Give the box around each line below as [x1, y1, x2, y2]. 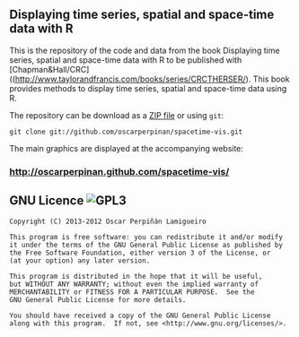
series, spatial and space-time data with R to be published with [9, 54, 242, 65]
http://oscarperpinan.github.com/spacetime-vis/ [9, 165, 230, 177]
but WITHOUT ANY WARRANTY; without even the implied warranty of [9, 280, 259, 289]
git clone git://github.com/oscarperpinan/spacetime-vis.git [9, 127, 243, 136]
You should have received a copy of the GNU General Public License [9, 311, 271, 320]
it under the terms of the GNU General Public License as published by [9, 240, 283, 249]
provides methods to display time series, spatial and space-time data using [9, 82, 287, 93]
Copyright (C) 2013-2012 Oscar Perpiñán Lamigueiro [9, 217, 207, 226]
